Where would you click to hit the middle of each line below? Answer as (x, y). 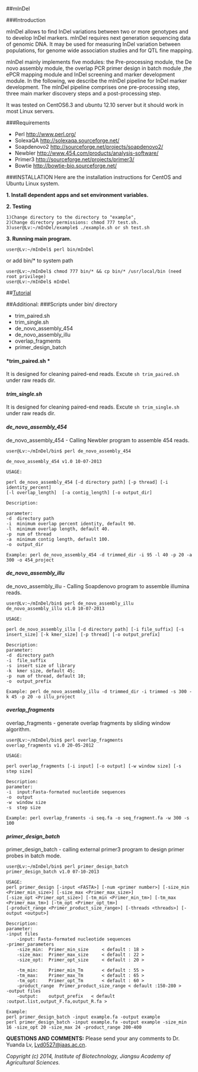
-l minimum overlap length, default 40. (58, 529)
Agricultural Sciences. (33, 1063)
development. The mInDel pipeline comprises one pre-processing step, (93, 87)
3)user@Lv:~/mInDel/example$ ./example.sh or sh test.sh (78, 228)
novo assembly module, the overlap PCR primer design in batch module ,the (99, 68)
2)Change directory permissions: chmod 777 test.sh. (73, 222)
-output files (24, 991)
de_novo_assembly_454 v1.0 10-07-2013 (54, 461)
